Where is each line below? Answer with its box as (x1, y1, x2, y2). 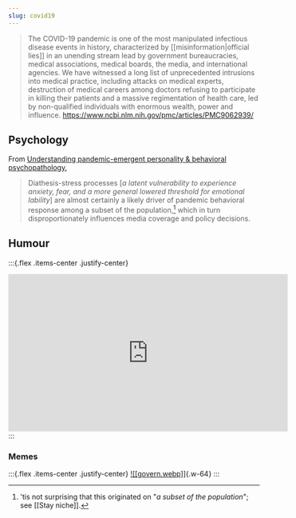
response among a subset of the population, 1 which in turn (27, 204, 221, 215)
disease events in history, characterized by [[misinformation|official (27, 42, 250, 52)
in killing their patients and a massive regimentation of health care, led (27, 93, 259, 102)
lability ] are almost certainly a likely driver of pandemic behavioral (27, 195, 245, 205)
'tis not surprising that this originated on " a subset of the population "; (19, 492, 249, 502)
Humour (8, 237, 50, 250)
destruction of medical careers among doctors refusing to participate (27, 85, 256, 94)
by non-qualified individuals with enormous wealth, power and (27, 102, 234, 111)
